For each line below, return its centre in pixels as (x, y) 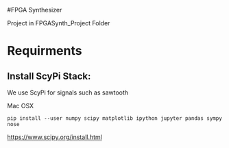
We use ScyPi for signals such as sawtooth (68, 92)
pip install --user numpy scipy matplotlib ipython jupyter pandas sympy (115, 119)
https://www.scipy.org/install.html (55, 137)
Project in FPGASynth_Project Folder (59, 23)
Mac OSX (21, 106)
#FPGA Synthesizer (35, 10)
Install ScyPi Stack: (49, 76)
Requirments (45, 51)
